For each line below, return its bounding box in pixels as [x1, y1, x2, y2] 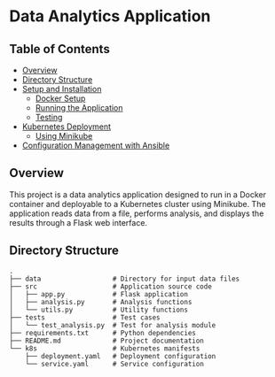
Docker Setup [35, 93, 86, 104]
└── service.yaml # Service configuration [25, 359, 204, 368]
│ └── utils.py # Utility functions [9, 305, 189, 314]
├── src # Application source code [9, 281, 213, 291]
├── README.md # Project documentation [9, 336, 204, 345]
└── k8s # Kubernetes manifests [9, 343, 200, 353]
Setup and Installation [21, 84, 102, 94]
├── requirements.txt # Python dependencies [9, 328, 197, 337]
